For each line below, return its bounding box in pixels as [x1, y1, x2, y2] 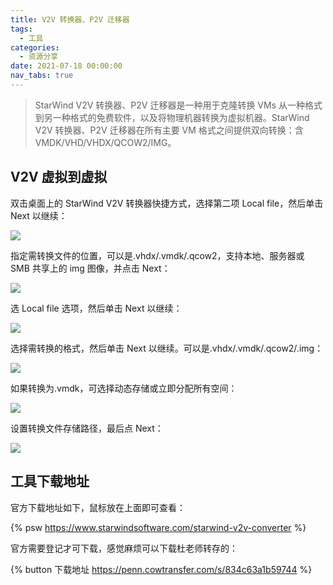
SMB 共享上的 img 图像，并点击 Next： [10, 262, 171, 274]
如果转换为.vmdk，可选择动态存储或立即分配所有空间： [10, 382, 238, 394]
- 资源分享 [19, 52, 59, 62]
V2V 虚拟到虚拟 [10, 169, 108, 186]
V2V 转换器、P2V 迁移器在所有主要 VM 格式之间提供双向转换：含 [34, 124, 304, 136]
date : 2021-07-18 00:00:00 [10, 61, 123, 71]
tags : [10, 24, 33, 34]
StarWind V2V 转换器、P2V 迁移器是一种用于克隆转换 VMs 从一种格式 [34, 99, 323, 111]
